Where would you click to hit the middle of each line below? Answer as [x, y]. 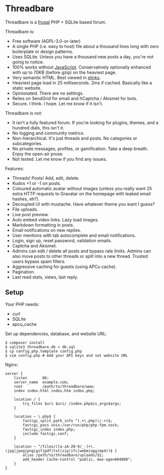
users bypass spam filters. [39, 261]
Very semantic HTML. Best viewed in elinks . [57, 77]
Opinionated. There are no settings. [48, 93]
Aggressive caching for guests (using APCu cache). [64, 266]
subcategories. [27, 143]
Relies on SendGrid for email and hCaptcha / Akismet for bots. [75, 98]
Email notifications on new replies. [47, 230]
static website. [27, 88]
